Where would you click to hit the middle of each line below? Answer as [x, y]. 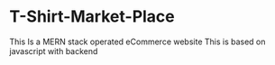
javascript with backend [54, 51]
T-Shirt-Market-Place [92, 17]
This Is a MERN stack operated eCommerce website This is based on [137, 42]
